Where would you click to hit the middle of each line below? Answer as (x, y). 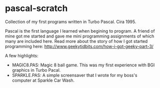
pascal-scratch (36, 8)
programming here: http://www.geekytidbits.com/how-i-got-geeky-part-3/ (79, 46)
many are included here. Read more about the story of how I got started (76, 41)
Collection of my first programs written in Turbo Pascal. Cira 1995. (71, 22)
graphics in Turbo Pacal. (36, 70)
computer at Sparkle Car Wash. (43, 80)
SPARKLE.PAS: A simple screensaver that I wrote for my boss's (75, 75)
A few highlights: (22, 55)
